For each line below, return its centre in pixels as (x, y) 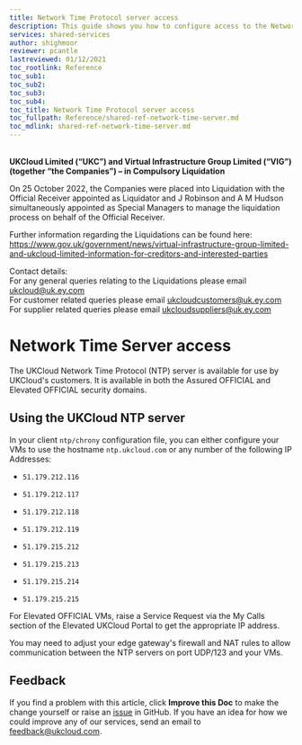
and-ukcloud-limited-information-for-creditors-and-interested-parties (139, 254)
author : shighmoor (44, 43)
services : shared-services (60, 34)
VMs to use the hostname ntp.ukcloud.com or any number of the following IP (151, 449)
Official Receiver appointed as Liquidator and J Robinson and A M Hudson (147, 198)
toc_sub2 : (28, 85)
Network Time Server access (120, 346)
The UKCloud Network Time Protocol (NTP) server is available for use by (144, 371)
